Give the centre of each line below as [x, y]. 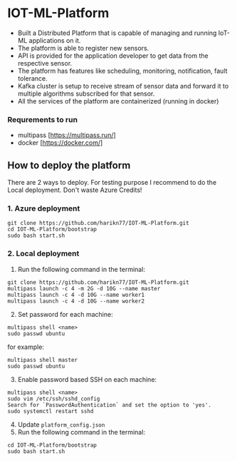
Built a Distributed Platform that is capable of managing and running [117, 33]
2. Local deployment [43, 253]
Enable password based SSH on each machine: [87, 379]
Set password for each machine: [65, 314]
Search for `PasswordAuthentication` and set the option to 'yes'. [110, 405]
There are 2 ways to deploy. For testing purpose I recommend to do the [112, 183]
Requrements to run [43, 119]
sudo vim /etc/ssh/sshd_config [54, 399]
